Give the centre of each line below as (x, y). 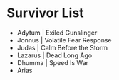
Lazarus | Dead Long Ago (55, 55)
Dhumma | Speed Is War (53, 62)
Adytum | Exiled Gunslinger (57, 33)
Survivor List (45, 13)
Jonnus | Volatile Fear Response (64, 40)
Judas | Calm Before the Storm (62, 47)
